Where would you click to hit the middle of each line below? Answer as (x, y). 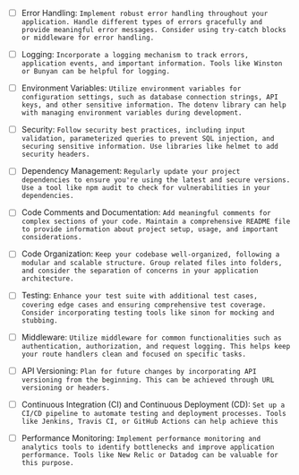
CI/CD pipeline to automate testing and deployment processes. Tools (154, 413)
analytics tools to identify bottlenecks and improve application (148, 447)
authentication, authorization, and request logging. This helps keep (156, 346)
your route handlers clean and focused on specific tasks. (134, 354)
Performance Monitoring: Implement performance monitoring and (141, 437)
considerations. (51, 237)
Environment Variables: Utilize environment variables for (131, 88)
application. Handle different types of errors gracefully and (142, 22)
